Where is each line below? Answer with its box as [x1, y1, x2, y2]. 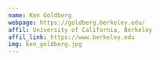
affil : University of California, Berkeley [8, 26, 153, 34]
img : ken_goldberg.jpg [8, 41, 82, 48]
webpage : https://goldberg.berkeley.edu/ [8, 19, 146, 26]
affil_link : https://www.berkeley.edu [8, 33, 135, 41]
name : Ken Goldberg [8, 11, 72, 19]
